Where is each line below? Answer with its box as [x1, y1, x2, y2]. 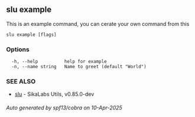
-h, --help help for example [11, 59, 108, 65]
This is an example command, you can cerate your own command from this [6, 20, 190, 27]
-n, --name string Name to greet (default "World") [11, 64, 147, 70]
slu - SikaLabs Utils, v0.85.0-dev [14, 91, 95, 98]
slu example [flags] [6, 32, 57, 38]
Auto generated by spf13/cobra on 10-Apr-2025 [6, 104, 122, 111]
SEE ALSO [6, 78, 36, 86]
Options [6, 45, 30, 54]
